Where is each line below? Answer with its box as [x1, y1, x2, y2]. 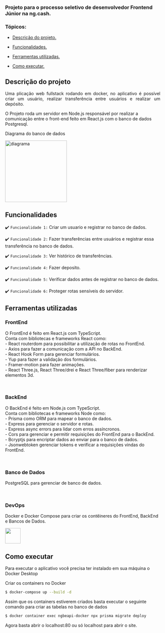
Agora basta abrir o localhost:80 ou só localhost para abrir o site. [5, 622, 137, 628]
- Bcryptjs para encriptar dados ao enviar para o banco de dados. [5, 436, 139, 442]
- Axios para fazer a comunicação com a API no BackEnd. [5, 346, 123, 352]
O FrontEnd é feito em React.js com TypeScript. [5, 330, 102, 336]
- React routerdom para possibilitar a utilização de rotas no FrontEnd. [5, 341, 145, 347]
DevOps [5, 502, 25, 509]
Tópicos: [5, 23, 27, 30]
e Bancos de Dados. [5, 518, 46, 524]
